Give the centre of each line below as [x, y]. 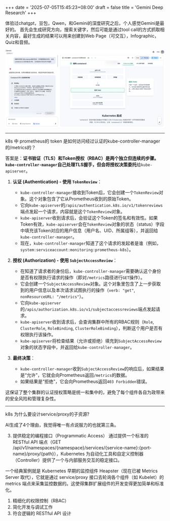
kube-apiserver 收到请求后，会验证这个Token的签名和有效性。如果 [89, 218]
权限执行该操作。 [38, 334]
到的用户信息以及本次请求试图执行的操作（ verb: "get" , [78, 290]
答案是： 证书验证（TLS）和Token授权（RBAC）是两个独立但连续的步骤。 [82, 158]
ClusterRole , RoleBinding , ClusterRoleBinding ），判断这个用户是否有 [91, 328]
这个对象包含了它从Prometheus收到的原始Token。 [81, 199]
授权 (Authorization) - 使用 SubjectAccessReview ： [65, 260]
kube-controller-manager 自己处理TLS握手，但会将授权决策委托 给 [73, 164]
